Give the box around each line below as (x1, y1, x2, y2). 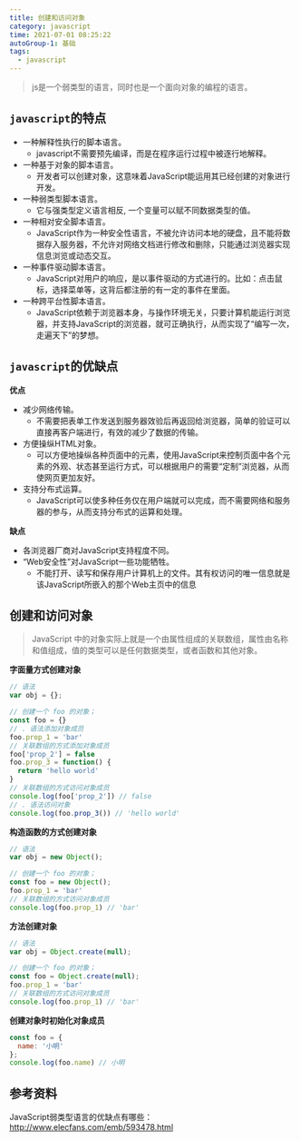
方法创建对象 (9, 920, 57, 931)
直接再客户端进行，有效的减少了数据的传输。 (35, 426, 204, 437)
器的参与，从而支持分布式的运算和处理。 (35, 506, 188, 517)
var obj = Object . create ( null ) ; (9, 947, 131, 957)
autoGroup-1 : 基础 (9, 38, 76, 48)
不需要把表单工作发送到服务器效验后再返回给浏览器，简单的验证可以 (35, 415, 291, 426)
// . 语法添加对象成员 (9, 724, 84, 733)
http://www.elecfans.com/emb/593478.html (9, 1122, 174, 1133)
